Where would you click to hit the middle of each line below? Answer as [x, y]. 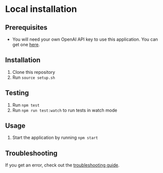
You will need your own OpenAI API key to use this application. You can [85, 39]
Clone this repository [34, 72]
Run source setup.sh [34, 77]
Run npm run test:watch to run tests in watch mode [65, 110]
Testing [17, 93]
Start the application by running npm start [55, 138]
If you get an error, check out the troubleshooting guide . [62, 165]
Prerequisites [26, 28]
